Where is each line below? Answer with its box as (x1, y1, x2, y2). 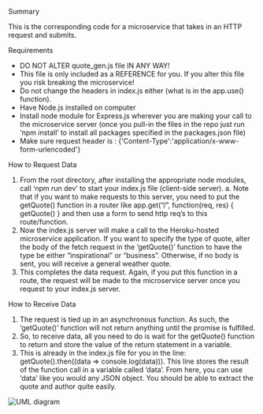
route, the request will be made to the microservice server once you (19, 276, 240, 285)
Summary (8, 7, 40, 16)
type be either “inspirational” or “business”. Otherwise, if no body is (19, 251, 239, 259)
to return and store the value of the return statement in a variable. (19, 340, 232, 349)
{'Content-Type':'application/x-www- (117, 136, 239, 145)
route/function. (19, 217, 69, 226)
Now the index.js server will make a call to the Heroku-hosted (19, 226, 219, 235)
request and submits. (8, 31, 77, 39)
